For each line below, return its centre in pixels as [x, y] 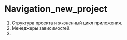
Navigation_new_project [56, 9]
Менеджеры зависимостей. [41, 28]
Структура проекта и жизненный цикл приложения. [67, 23]
